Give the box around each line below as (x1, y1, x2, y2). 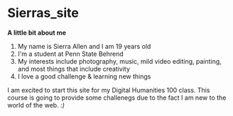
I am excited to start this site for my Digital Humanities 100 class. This (7, 86, 210, 94)
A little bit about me (7, 28, 66, 37)
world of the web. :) (7, 100, 65, 109)
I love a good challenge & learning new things (17, 72, 151, 81)
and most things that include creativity (17, 64, 130, 73)
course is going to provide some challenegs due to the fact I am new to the (7, 93, 227, 102)
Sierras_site (7, 5, 80, 21)
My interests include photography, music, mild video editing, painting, (17, 57, 222, 65)
